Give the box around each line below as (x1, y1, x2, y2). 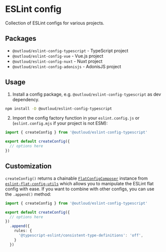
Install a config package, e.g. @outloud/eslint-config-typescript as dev (12, 91, 162, 97)
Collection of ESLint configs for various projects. (5, 20, 104, 26)
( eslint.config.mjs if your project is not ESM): (12, 121, 108, 126)
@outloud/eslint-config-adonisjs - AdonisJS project (12, 63, 121, 69)
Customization (5, 162, 52, 170)
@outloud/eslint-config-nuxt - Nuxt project (12, 58, 103, 64)
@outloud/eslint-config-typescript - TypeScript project (12, 47, 129, 53)
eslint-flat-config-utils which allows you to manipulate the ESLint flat (5, 180, 154, 186)
